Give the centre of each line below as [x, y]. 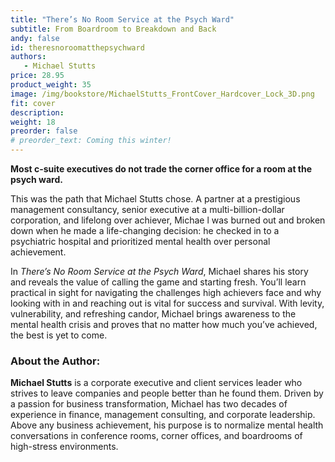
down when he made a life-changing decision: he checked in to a [145, 230]
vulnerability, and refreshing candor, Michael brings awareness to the [153, 314]
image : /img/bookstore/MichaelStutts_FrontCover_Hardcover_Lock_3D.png [162, 94]
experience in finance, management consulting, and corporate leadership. [163, 415]
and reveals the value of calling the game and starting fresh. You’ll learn [158, 282]
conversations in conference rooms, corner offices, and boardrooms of [156, 436]
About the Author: [55, 361]
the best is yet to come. [59, 335]
